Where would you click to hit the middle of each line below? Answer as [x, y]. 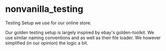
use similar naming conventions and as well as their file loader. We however [83, 38]
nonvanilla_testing [44, 9]
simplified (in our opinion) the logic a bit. [47, 43]
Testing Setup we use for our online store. [48, 23]
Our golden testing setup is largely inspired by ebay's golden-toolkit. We [80, 32]
